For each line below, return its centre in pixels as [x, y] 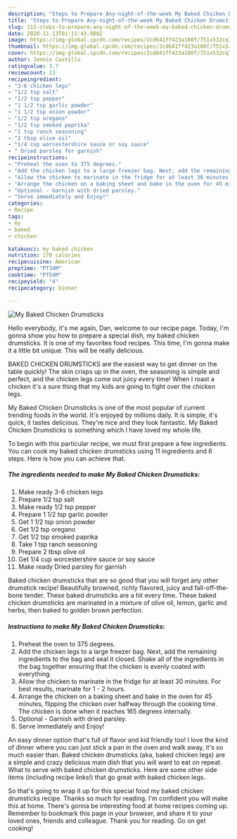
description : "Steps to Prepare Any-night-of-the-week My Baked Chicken [117, 14]
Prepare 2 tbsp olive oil [52, 552]
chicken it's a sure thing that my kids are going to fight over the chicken [112, 386]
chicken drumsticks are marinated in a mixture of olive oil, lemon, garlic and [117, 603]
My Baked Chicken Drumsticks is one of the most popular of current [107, 407]
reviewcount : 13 [32, 72]
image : [18, 40]
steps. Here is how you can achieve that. [67, 459]
